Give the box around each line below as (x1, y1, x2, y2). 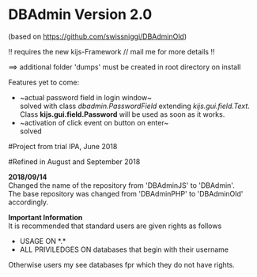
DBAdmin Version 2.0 (8, 6, 153, 24)
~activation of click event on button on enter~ (19, 118, 169, 127)
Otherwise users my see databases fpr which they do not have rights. (8, 260, 235, 269)
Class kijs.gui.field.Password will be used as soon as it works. (19, 109, 225, 119)
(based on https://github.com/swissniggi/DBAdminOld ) (8, 32, 187, 41)
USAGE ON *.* (19, 236, 66, 245)
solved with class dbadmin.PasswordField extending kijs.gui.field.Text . (19, 101, 251, 110)
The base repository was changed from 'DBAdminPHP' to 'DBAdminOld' (8, 189, 244, 198)
